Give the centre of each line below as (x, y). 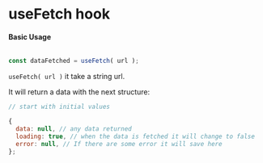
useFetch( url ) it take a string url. (67, 77)
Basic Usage (30, 36)
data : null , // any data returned (74, 129)
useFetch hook (59, 14)
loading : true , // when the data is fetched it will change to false (135, 136)
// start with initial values (59, 107)
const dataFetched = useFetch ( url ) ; (74, 61)
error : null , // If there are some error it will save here (119, 144)
